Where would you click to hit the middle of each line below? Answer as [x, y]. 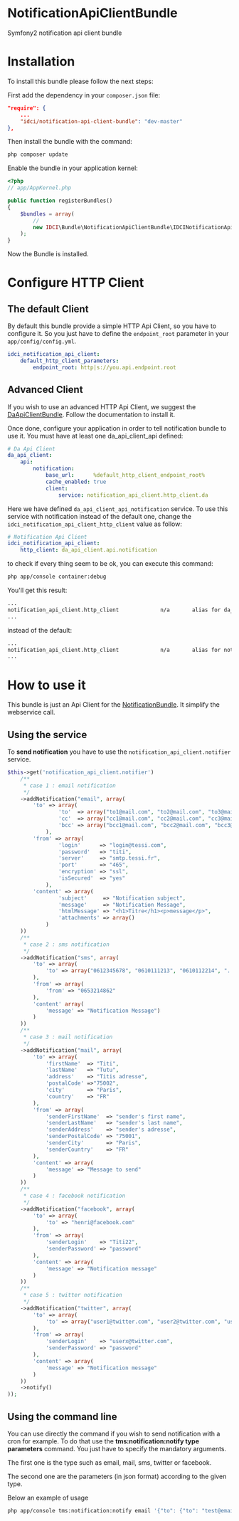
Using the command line [62, 1417]
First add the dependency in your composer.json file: [84, 95]
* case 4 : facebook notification [74, 1196]
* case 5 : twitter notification [73, 1295]
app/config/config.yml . [42, 341]
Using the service [47, 735]
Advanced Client [45, 390]
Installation [41, 62]
